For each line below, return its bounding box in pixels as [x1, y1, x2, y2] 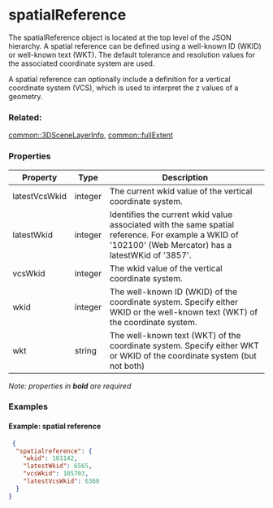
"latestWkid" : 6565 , [23, 462, 93, 471]
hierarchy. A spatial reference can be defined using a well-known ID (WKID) [8, 41, 262, 50]
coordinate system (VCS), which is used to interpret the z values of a [8, 83, 239, 93]
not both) [109, 360, 145, 371]
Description [162, 172, 209, 183]
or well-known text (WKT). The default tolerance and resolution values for [8, 50, 256, 59]
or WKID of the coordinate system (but [109, 350, 258, 361]
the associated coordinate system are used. [8, 59, 155, 68]
